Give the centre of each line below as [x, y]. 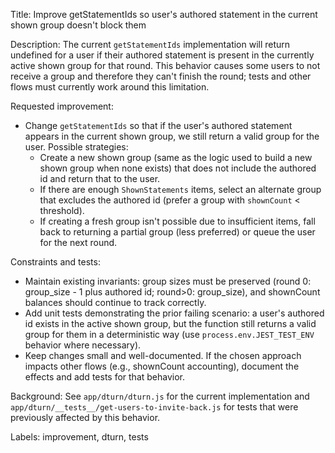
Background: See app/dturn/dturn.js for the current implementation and [160, 396]
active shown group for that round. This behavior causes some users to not [165, 65]
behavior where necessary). [83, 345]
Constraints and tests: [55, 262]
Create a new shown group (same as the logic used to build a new [176, 157]
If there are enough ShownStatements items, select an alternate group [180, 189]
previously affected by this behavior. [85, 417]
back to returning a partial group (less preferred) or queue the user [177, 232]
